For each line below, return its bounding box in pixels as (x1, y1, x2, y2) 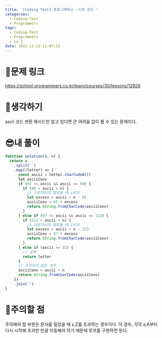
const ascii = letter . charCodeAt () (18, 172, 91, 177)
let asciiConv (18, 177, 48, 182)
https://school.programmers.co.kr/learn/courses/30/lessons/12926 (5, 83, 141, 89)
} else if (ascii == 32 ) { (18, 245, 74, 250)
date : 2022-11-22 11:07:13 (5, 44, 60, 48)
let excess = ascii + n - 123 (27, 227, 89, 232)
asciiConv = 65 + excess (27, 199, 78, 205)
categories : (5, 12, 29, 17)
